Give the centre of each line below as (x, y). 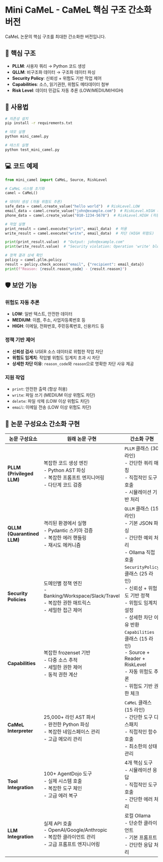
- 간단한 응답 (139, 844)
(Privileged (21, 473)
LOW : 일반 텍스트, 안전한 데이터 (42, 314)
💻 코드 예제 (22, 166)
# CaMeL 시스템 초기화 (25, 189)
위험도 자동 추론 (22, 302)
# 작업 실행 (15, 224)
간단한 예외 (141, 538)
